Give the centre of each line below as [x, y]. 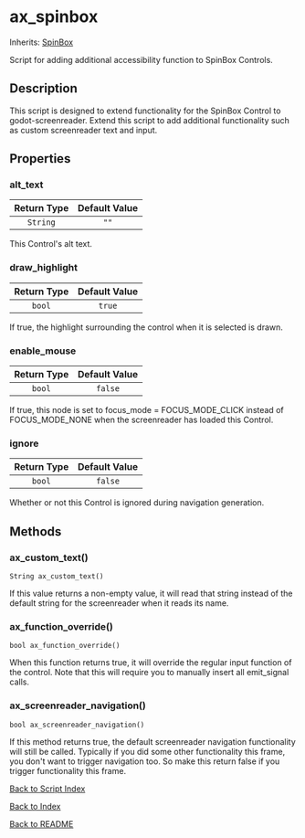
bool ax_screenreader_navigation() [77, 725]
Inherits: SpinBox [42, 42]
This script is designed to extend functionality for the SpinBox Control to [145, 111]
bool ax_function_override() [65, 646]
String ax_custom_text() [57, 577]
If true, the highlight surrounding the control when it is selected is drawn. [146, 327]
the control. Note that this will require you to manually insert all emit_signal [149, 673]
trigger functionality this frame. [68, 770]
